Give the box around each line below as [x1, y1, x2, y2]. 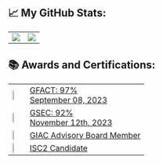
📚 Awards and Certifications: [8, 58, 156, 72]
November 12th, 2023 [30, 117, 113, 128]
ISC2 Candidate [30, 142, 88, 153]
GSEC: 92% [30, 107, 74, 118]
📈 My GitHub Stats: [8, 6, 107, 20]
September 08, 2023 [30, 94, 108, 105]
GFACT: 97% [30, 85, 78, 96]
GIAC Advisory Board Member [30, 129, 141, 140]
